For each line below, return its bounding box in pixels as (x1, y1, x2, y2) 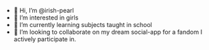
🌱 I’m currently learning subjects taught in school (13, 21, 152, 28)
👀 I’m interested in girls (13, 14, 79, 22)
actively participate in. (13, 35, 77, 43)
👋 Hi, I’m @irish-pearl (13, 7, 74, 14)
